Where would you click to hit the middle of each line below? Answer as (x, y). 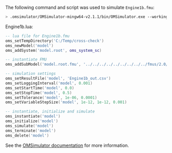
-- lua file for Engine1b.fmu (38, 36)
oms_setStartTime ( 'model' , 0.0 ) (40, 88)
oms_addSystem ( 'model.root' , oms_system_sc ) (53, 50)
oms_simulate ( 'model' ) (29, 126)
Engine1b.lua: (19, 26)
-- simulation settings (31, 74)
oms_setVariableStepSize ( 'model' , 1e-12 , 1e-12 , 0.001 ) (66, 102)
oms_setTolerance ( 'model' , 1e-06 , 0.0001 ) (51, 98)
